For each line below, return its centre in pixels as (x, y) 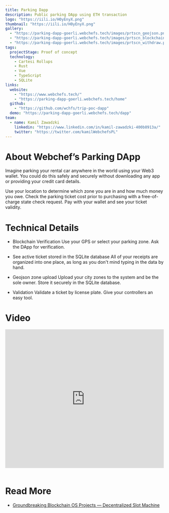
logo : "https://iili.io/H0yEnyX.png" (45, 19)
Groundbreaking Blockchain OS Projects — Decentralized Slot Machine (86, 505)
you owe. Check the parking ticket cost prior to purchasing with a (73, 197)
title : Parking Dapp (27, 10)
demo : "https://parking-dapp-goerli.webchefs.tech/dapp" (71, 113)
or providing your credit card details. (43, 182)
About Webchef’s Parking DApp (73, 157)
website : (19, 90)
